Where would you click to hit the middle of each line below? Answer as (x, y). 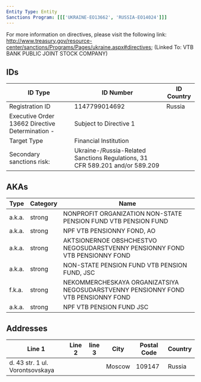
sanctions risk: (30, 162)
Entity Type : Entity (32, 12)
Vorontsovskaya (32, 370)
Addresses (27, 328)
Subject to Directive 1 (105, 124)
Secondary (25, 154)
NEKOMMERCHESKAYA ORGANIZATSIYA (121, 283)
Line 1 (36, 349)
